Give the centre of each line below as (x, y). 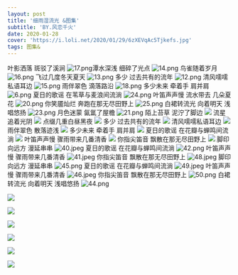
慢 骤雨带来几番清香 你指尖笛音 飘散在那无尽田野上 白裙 (119, 174)
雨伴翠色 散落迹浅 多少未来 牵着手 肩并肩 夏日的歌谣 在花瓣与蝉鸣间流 (118, 130)
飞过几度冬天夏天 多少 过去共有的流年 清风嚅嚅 (132, 77)
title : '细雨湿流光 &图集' (44, 21)
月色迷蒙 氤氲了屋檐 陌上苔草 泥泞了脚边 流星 (141, 112)
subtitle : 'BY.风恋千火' (42, 27)
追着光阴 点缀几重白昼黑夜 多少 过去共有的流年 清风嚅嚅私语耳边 (114, 121)
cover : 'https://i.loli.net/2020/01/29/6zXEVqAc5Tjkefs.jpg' (100, 41)
